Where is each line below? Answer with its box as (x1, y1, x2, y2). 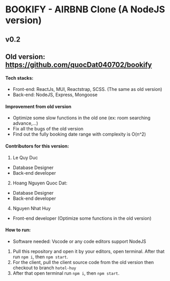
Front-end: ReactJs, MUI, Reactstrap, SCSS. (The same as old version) (12, 86, 163, 92)
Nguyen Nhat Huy (12, 205, 51, 211)
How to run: (5, 227, 31, 233)
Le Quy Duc (12, 154, 38, 160)
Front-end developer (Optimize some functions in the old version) (12, 215, 152, 221)
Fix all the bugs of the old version (12, 126, 84, 132)
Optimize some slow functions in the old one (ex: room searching (12, 115, 150, 121)
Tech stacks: (5, 74, 33, 81)
